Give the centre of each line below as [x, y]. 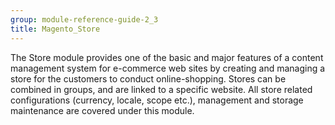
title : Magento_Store [55, 29]
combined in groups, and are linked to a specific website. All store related [161, 89]
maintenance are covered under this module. [102, 110]
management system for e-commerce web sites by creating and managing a [168, 68]
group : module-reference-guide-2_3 [84, 19]
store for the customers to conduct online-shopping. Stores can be [148, 78]
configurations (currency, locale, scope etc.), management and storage [157, 100]
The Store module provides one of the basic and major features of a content [167, 57]
